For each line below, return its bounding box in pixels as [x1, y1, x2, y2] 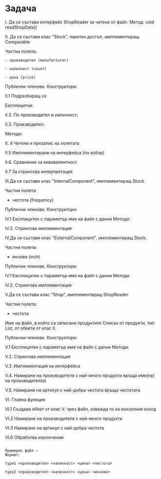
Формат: [5, 452, 21, 457]
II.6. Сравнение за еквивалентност [5, 159, 77, 165]
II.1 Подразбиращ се [5, 93, 47, 99]
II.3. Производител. [5, 121, 45, 127]
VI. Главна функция [5, 396, 45, 402]
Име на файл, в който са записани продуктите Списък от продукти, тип [5, 320, 155, 326]
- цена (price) [5, 75, 36, 80]
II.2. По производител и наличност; [5, 112, 78, 118]
